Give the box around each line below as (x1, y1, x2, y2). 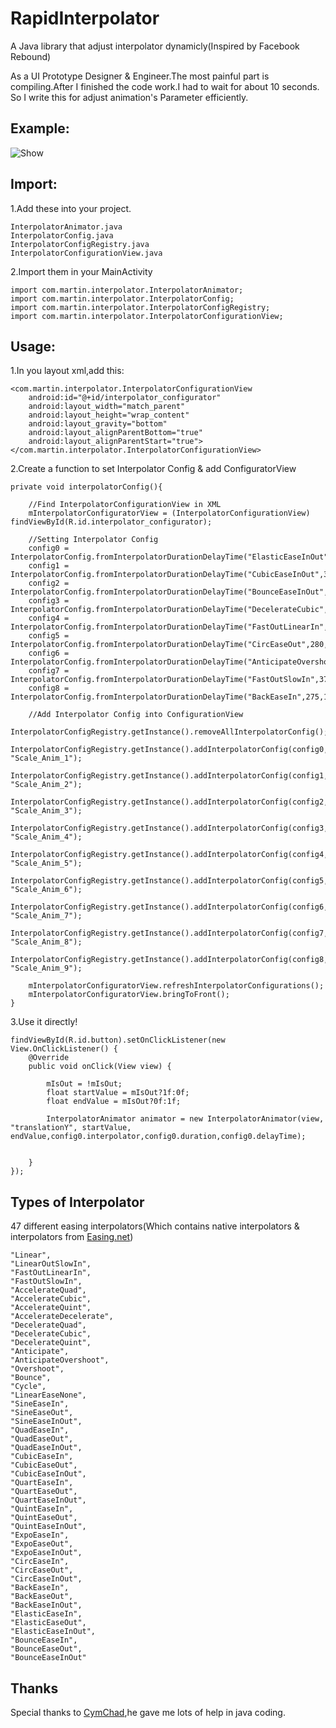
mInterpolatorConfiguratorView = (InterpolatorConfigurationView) (28, 508, 311, 519)
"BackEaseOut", (10, 1592, 74, 1602)
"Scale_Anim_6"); (10, 885, 83, 895)
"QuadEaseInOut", (10, 1443, 83, 1453)
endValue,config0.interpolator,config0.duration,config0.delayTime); (10, 1132, 307, 1142)
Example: (10, 120, 70, 137)
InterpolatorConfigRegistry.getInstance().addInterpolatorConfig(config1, (10, 771, 329, 781)
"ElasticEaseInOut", (10, 1627, 97, 1637)
